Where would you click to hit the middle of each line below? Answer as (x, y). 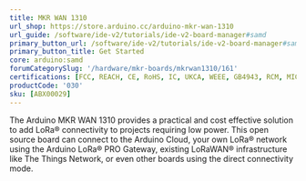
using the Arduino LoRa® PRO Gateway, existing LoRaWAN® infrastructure (148, 149)
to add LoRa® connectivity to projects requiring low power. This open (139, 129)
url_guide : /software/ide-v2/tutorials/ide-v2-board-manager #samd (138, 35)
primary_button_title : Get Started (77, 52)
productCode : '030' (46, 85)
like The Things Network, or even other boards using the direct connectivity (152, 158)
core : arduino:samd (46, 60)
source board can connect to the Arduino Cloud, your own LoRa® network (148, 139)
